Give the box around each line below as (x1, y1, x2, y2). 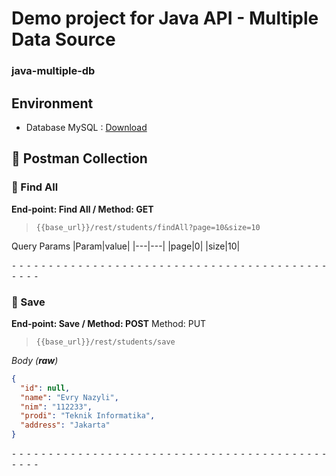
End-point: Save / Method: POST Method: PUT (11, 317, 207, 329)
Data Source (11, 28, 116, 51)
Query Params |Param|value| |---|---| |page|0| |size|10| (11, 240, 241, 252)
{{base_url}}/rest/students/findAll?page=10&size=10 (35, 222, 261, 232)
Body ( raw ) (11, 354, 59, 366)
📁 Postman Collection (11, 150, 148, 167)
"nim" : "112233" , (20, 402, 93, 412)
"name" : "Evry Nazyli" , (20, 392, 119, 402)
